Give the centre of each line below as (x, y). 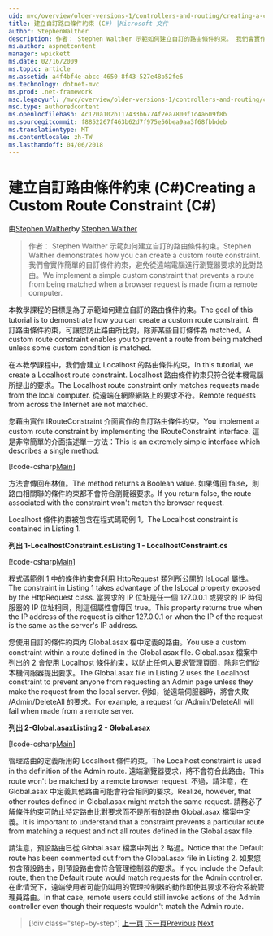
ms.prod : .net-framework (50, 92)
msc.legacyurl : (34, 99)
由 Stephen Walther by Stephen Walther (73, 229)
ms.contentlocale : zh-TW (50, 137)
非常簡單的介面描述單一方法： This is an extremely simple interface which (138, 442)
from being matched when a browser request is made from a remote (143, 284)
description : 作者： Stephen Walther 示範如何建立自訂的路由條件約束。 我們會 (131, 39)
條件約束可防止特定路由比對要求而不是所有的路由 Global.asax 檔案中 (129, 812)
